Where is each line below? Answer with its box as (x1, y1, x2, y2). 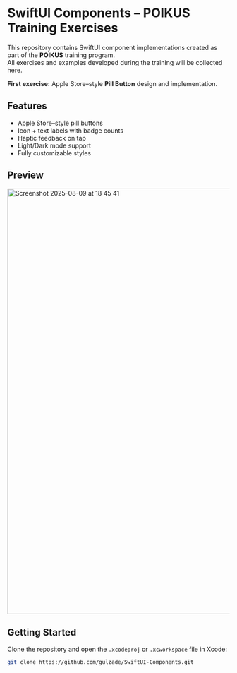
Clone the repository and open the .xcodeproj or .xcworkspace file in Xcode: (7, 645, 228, 654)
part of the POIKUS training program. (7, 51, 115, 59)
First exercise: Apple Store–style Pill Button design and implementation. (7, 79, 217, 88)
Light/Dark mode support (17, 141, 92, 150)
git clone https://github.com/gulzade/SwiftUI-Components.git (7, 659, 194, 666)
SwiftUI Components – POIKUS (7, 5, 190, 21)
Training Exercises (7, 20, 119, 36)
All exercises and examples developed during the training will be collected (7, 58, 223, 66)
